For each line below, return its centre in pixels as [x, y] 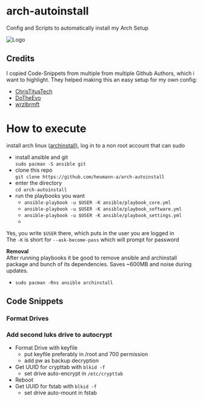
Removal [18, 251]
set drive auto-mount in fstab [60, 393]
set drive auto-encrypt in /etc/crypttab [73, 374]
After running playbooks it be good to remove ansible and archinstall [92, 258]
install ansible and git [42, 157]
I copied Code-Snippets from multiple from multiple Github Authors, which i [101, 73]
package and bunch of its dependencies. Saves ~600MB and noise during [99, 264]
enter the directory [38, 183]
